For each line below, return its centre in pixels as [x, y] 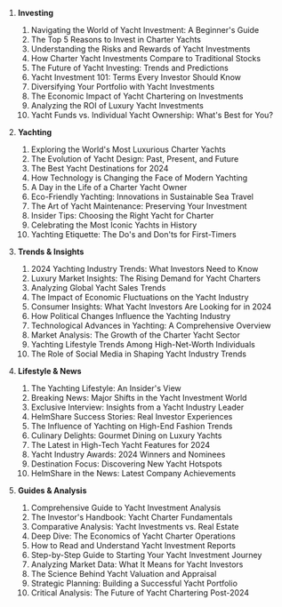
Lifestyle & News [49, 371]
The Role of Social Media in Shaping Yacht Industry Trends [139, 354]
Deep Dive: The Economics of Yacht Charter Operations [133, 536]
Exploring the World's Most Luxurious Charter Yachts [129, 149]
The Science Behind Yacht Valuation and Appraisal [124, 574]
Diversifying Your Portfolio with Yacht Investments [123, 87]
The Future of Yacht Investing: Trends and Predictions [129, 68]
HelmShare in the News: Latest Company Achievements [133, 473]
